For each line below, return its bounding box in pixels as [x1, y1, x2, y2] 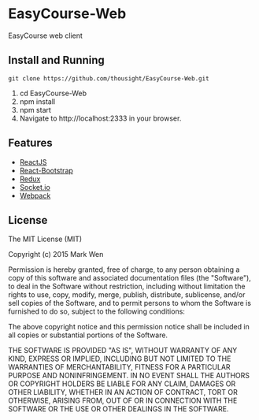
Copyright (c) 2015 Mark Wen [8, 250, 104, 259]
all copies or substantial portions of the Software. [8, 330, 168, 340]
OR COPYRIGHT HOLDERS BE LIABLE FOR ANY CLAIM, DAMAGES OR [8, 379, 236, 388]
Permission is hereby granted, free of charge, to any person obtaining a [8, 265, 240, 274]
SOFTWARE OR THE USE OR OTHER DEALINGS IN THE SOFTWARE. [8, 404, 229, 414]
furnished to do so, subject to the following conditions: [8, 307, 185, 316]
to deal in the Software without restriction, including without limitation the [8, 281, 246, 292]
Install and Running [8, 54, 105, 67]
